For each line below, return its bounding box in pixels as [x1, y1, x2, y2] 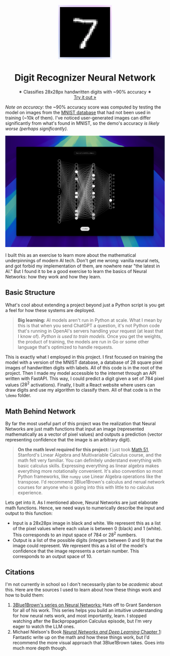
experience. [17, 490, 43, 496]
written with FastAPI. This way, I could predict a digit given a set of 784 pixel [5, 375, 164, 382]
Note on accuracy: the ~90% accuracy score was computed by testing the [5, 104, 161, 110]
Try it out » [73, 94, 97, 100]
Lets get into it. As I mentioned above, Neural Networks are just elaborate [5, 499, 158, 505]
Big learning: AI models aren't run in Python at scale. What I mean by [17, 317, 162, 323]
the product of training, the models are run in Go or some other [17, 338, 149, 344]
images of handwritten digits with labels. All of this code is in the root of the [5, 364, 163, 370]
